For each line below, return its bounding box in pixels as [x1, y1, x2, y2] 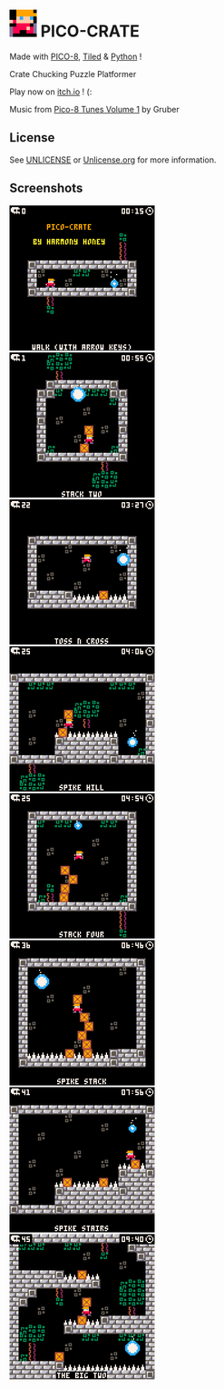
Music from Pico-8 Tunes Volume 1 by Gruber [9, 103, 180, 114]
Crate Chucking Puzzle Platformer [9, 68, 137, 79]
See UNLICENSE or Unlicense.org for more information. [9, 154, 217, 165]
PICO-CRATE [40, 21, 141, 42]
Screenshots [9, 181, 83, 196]
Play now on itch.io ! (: [9, 86, 93, 97]
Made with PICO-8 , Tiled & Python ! [9, 51, 142, 62]
